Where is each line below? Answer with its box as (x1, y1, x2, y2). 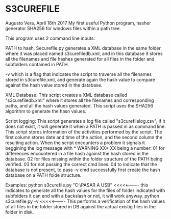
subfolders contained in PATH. (5, 61, 69, 67)
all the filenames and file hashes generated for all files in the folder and (5, 56, 155, 62)
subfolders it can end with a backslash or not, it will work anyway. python (5, 193, 160, 199)
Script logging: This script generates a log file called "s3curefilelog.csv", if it (5, 118, 165, 124)
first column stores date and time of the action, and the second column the (5, 134, 162, 140)
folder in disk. (5, 209, 34, 215)
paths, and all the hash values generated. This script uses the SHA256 (5, 102, 153, 108)
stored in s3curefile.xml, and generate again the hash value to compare (5, 76, 156, 83)
